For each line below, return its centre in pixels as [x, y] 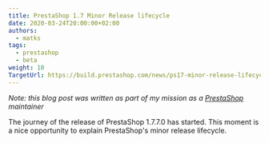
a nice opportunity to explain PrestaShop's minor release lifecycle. [117, 130]
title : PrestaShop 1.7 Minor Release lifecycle [89, 16]
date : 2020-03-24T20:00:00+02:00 [64, 23]
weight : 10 [26, 68]
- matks [28, 38]
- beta [26, 61]
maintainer [26, 106]
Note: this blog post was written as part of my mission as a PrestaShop [126, 97]
